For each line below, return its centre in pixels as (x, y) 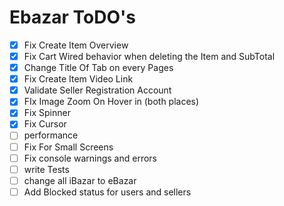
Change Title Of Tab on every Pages (98, 68)
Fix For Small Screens (68, 147)
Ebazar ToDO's (72, 17)
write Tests (46, 169)
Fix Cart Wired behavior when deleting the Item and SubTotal (149, 56)
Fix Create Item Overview (76, 45)
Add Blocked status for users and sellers (107, 192)
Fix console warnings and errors (90, 158)
